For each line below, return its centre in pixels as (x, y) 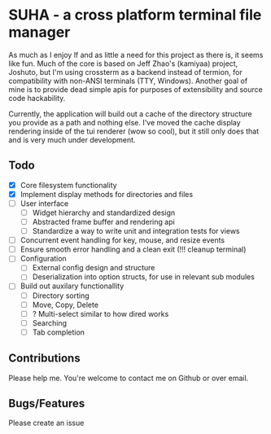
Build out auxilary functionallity (72, 286)
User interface (44, 203)
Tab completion (59, 332)
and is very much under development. (72, 139)
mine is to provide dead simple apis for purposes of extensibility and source (135, 89)
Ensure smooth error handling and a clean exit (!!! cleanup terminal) (133, 249)
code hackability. (37, 98)
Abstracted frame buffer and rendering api (103, 222)
